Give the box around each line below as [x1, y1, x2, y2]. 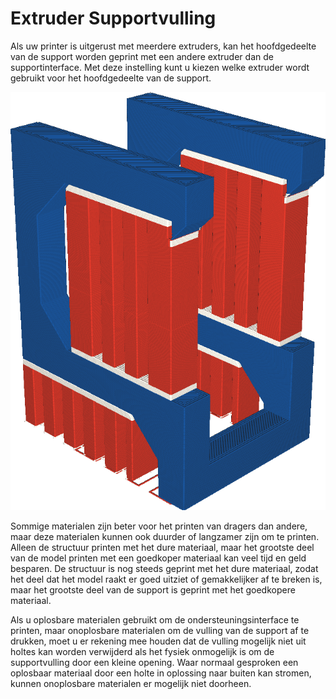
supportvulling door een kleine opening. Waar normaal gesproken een [10, 657, 299, 669]
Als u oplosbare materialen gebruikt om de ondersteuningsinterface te [10, 614, 300, 626]
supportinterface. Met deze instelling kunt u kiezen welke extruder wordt [10, 61, 310, 73]
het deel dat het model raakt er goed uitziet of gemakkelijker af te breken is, [10, 573, 323, 586]
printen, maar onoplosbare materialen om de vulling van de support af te [10, 625, 310, 637]
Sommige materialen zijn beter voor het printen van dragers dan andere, [10, 520, 308, 532]
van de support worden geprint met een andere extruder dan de [10, 50, 274, 62]
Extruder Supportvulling [10, 7, 217, 30]
